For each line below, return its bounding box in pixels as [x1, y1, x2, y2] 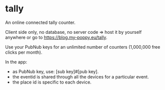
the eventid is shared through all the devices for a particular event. [12, 74, 149, 80]
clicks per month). [5, 49, 42, 55]
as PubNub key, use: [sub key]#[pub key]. [12, 68, 99, 75]
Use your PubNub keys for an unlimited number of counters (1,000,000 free [5, 44, 161, 50]
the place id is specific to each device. [12, 79, 92, 85]
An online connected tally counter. [5, 19, 76, 25]
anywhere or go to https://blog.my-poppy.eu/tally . [5, 34, 108, 40]
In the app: [5, 59, 27, 65]
